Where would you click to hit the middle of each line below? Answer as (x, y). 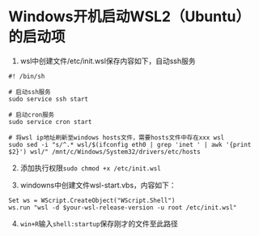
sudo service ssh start (49, 99)
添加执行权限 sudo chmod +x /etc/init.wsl (91, 168)
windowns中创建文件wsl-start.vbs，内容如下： (98, 185)
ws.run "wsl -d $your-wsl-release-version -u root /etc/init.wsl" (123, 208)
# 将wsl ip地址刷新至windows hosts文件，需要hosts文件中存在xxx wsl (117, 137)
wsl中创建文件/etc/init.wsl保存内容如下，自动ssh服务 (108, 61)
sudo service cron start (50, 122)
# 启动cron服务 (32, 114)
